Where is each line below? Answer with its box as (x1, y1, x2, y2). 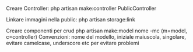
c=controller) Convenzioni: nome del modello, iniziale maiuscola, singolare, (6, 34, 187, 40)
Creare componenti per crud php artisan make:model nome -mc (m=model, (6, 27, 188, 34)
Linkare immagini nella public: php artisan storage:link (6, 16, 135, 23)
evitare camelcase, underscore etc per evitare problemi (6, 40, 139, 46)
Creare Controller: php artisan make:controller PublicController (6, 5, 157, 12)
